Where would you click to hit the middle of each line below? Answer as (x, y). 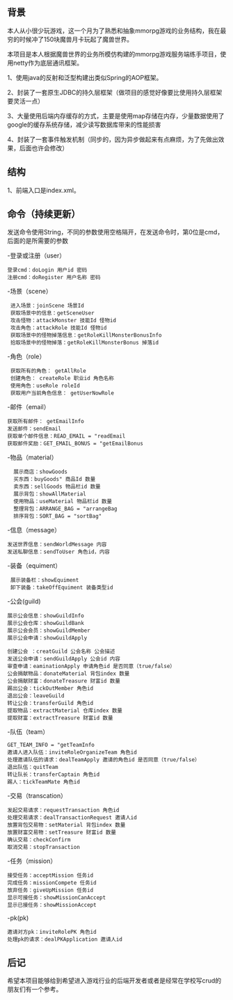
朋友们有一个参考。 (35, 990)
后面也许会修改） (43, 148)
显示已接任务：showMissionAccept (52, 905)
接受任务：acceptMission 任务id (50, 875)
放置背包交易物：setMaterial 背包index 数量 (66, 825)
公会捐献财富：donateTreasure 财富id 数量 (64, 681)
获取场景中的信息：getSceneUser (53, 313)
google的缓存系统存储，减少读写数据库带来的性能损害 (84, 125)
